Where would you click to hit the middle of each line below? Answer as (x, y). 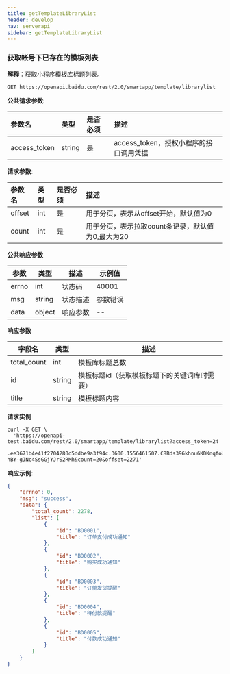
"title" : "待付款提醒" (86, 614)
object (45, 312)
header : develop (30, 20)
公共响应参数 (25, 255)
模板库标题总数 (102, 362)
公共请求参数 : (26, 101)
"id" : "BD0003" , (79, 582)
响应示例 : (20, 473)
